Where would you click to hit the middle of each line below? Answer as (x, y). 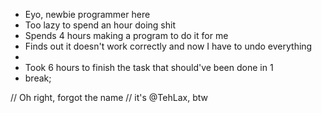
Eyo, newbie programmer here (87, 14)
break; (38, 78)
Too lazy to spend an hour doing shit (100, 25)
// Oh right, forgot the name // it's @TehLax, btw (109, 97)
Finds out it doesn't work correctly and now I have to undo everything (168, 46)
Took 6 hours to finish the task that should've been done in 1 (149, 67)
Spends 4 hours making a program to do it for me (126, 35)
